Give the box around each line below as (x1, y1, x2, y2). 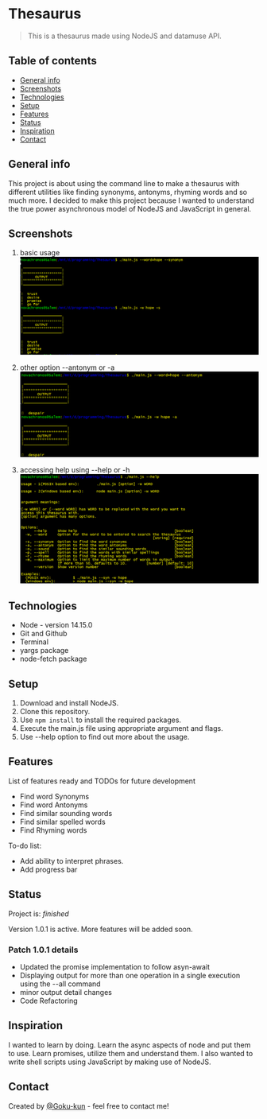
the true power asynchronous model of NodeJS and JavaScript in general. (8, 204, 252, 213)
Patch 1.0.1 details (8, 944, 79, 955)
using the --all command (19, 979, 101, 989)
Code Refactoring (19, 996, 78, 1005)
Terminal (19, 637, 49, 647)
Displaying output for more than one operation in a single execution (19, 970, 241, 980)
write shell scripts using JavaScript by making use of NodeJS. (8, 1057, 211, 1067)
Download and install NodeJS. (19, 697, 119, 708)
